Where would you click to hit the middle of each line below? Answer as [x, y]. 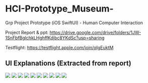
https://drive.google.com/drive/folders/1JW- [95, 32]
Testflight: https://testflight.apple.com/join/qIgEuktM [59, 47]
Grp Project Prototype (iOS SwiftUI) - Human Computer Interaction [74, 23]
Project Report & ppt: [27, 32]
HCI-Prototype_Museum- [60, 9]
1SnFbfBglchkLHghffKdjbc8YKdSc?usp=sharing [55, 38]
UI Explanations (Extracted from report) [68, 63]
